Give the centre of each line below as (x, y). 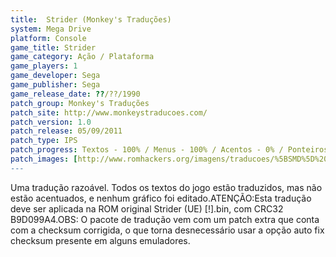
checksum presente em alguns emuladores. (100, 240)
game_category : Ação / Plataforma (82, 57)
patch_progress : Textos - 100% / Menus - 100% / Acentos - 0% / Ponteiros (169, 150)
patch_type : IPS (44, 141)
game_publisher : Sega (55, 85)
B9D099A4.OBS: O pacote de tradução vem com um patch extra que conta (165, 219)
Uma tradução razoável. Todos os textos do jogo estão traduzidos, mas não (166, 187)
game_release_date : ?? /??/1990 (75, 94)
